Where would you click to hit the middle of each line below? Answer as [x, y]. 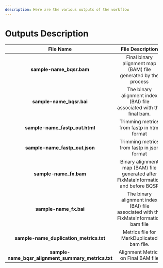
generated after [139, 174]
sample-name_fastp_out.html [60, 128]
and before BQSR [139, 186]
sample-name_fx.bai [60, 209]
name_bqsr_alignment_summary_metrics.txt [60, 258]
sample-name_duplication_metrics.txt [60, 238]
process [139, 82]
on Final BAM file [139, 258]
